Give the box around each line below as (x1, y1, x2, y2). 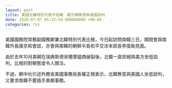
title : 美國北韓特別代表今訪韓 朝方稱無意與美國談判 (5, 12, 105, 17)
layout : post (5, 7, 33, 13)
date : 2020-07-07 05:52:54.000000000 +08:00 (5, 17, 102, 22)
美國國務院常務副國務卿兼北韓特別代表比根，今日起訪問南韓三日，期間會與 (5, 36, 162, 42)
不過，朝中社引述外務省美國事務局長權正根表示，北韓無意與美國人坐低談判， (5, 71, 167, 77)
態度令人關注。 (36, 60, 68, 67)
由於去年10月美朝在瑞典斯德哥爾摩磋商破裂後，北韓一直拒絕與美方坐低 (5, 54, 154, 60)
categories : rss (5, 21, 40, 27)
